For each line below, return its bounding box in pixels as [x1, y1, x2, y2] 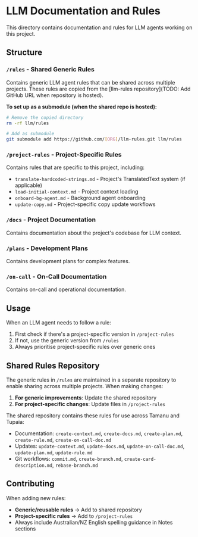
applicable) [14, 182, 43, 189]
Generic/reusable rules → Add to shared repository [14, 506, 143, 513]
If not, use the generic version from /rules [14, 337, 119, 344]
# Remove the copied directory [6, 114, 84, 120]
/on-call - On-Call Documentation [6, 272, 107, 280]
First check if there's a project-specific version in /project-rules [14, 330, 174, 338]
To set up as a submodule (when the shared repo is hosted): [6, 103, 158, 110]
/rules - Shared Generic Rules [6, 65, 95, 74]
